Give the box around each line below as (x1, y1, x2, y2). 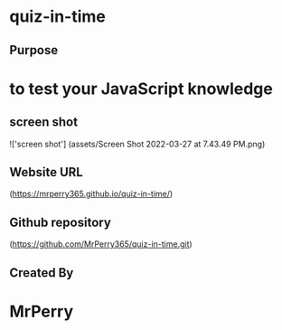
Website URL (9, 165, 83, 180)
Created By (9, 265, 74, 280)
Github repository (9, 214, 111, 230)
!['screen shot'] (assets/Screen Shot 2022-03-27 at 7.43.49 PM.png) (9, 138, 266, 149)
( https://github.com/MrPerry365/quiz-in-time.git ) (9, 239, 193, 250)
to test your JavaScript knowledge (9, 79, 273, 99)
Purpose (9, 42, 59, 58)
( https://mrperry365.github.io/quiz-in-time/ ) (9, 188, 174, 200)
